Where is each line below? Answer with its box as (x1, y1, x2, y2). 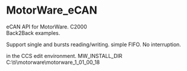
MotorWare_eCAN (6, 4, 98, 17)
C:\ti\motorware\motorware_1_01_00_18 (6, 59, 100, 66)
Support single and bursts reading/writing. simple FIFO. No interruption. (6, 41, 181, 48)
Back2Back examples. (6, 29, 61, 36)
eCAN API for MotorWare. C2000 (6, 23, 87, 30)
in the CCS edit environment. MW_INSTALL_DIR (6, 52, 123, 59)
